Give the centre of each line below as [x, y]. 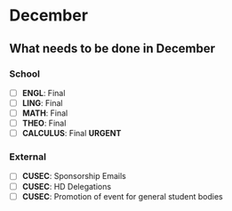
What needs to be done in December [112, 49]
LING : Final [42, 102]
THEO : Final [44, 123]
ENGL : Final [44, 93]
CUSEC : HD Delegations [67, 186]
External [28, 157]
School [25, 74]
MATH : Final [45, 113]
